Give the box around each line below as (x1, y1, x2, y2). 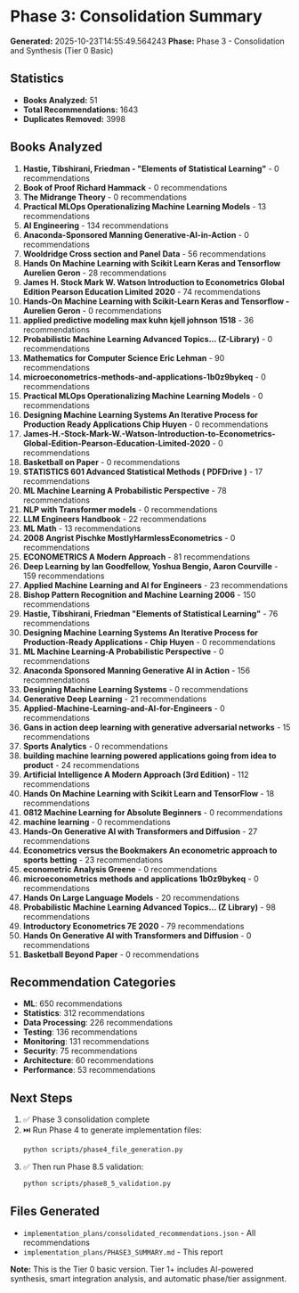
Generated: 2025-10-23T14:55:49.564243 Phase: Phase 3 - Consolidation (10, 36, 286, 46)
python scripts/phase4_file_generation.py (22, 1145, 183, 1155)
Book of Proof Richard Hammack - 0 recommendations (22, 182, 228, 192)
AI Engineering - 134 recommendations (22, 220, 169, 231)
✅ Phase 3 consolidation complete (22, 1114, 150, 1125)
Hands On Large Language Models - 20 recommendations (22, 892, 239, 903)
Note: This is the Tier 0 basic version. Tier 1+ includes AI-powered (10, 1264, 255, 1274)
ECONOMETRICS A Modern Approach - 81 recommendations (22, 551, 251, 562)
